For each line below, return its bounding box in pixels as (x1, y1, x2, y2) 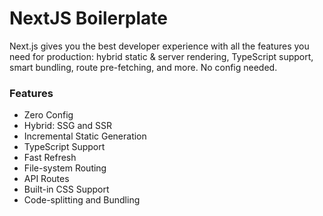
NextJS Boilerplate (9, 7, 168, 30)
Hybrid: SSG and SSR (23, 120, 113, 132)
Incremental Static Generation (23, 130, 147, 142)
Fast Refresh (23, 152, 77, 164)
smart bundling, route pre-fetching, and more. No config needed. (9, 61, 278, 73)
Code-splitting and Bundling (23, 194, 141, 206)
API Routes (23, 173, 70, 185)
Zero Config (23, 109, 74, 121)
